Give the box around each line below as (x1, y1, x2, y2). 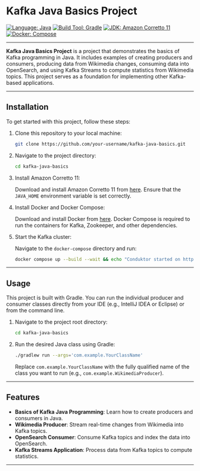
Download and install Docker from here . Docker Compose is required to (14, 215, 190, 222)
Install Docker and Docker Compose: (14, 204, 105, 211)
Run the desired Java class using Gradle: (14, 341, 115, 348)
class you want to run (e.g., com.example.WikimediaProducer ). (14, 369, 164, 377)
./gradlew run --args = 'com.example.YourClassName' (14, 352, 143, 359)
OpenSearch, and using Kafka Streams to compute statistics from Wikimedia (6, 66, 194, 73)
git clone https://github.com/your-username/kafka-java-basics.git (14, 141, 186, 147)
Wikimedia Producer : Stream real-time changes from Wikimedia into (14, 421, 184, 428)
